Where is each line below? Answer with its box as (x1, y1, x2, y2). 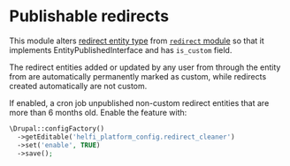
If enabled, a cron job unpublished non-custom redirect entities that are (9, 97, 270, 108)
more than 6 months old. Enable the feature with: (9, 107, 187, 117)
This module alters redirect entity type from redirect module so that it (9, 35, 265, 46)
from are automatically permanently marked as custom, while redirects (9, 71, 267, 81)
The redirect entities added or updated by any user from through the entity (9, 62, 281, 72)
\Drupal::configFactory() (9, 124, 104, 133)
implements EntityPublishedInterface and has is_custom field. (9, 44, 233, 55)
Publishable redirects (9, 6, 170, 26)
